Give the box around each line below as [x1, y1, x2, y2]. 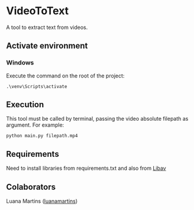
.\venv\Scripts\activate [6, 83, 67, 89]
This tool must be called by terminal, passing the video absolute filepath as [6, 115, 189, 122]
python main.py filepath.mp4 [6, 133, 78, 139]
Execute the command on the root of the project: [6, 72, 125, 79]
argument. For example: [6, 121, 64, 128]
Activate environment [6, 41, 88, 51]
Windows [6, 59, 34, 67]
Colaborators [6, 182, 56, 192]
